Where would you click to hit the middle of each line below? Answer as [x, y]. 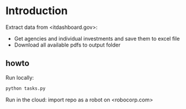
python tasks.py [25, 88]
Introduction [37, 11]
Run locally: [20, 77]
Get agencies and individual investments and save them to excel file [97, 38]
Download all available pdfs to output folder [67, 45]
